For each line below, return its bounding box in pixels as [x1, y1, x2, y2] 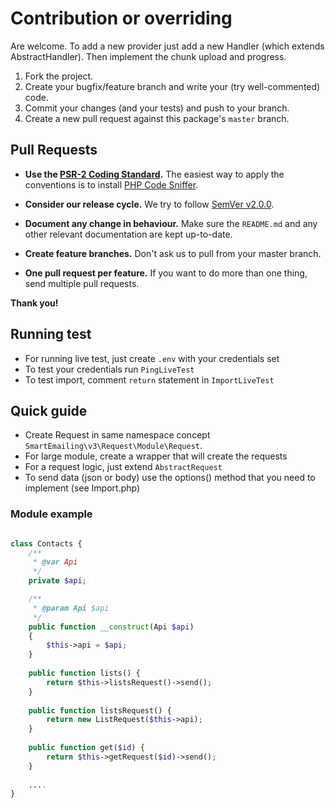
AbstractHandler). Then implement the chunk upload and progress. [10, 50, 287, 62]
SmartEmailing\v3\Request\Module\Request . [24, 440, 203, 452]
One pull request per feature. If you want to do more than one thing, [24, 267, 308, 279]
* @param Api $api [32, 603, 110, 613]
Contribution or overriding [10, 7, 233, 30]
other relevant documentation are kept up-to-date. [24, 228, 233, 240]
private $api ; [28, 576, 87, 586]
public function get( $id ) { [28, 743, 145, 753]
